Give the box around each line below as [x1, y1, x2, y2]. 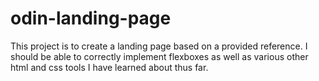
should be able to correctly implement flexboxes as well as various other [10, 50, 309, 62]
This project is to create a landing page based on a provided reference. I [10, 40, 308, 52]
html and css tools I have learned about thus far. [10, 61, 209, 73]
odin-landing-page [10, 7, 172, 30]
